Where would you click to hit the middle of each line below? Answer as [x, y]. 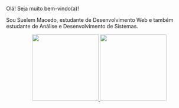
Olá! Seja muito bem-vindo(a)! [43, 9]
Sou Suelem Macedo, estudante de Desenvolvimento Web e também [90, 20]
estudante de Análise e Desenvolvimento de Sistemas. [72, 26]
